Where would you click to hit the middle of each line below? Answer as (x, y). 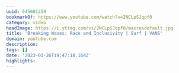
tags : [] (17, 50)
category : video (26, 22)
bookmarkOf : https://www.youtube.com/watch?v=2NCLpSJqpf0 (79, 17)
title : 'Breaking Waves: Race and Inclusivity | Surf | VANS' (84, 34)
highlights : (21, 61)
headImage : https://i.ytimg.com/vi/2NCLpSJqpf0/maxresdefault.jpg (90, 28)
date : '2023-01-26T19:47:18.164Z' (49, 55)
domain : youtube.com (32, 39)
